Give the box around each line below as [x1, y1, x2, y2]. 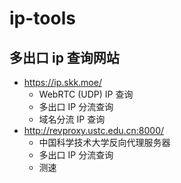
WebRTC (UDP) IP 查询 [38, 88, 134, 100]
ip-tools [9, 7, 76, 30]
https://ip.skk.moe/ [23, 77, 102, 88]
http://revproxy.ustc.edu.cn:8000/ [23, 125, 165, 136]
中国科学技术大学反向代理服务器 [38, 137, 171, 148]
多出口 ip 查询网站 [9, 49, 120, 66]
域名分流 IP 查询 [38, 113, 106, 125]
